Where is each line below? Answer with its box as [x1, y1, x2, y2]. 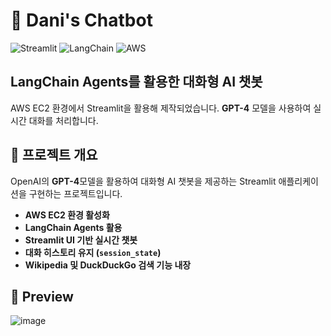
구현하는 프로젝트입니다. [28, 187, 123, 199]
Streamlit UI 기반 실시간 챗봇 [24, 234, 138, 246]
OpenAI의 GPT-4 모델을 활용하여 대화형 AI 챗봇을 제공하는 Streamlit [10, 175, 277, 187]
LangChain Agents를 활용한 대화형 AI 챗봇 [10, 74, 263, 91]
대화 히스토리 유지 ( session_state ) [24, 246, 162, 258]
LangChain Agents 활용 [24, 221, 123, 233]
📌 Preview [10, 288, 74, 305]
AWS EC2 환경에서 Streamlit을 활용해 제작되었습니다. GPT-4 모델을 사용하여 [10, 102, 312, 114]
